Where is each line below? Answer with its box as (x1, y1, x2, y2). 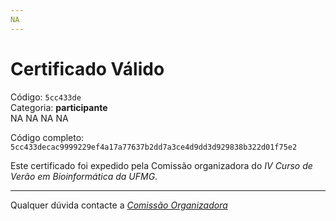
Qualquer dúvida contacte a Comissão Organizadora (10, 199, 228, 211)
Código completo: (10, 131, 85, 143)
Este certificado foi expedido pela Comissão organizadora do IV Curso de (10, 159, 313, 171)
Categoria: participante (10, 101, 108, 113)
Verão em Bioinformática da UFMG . (10, 170, 158, 182)
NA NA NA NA (10, 112, 69, 124)
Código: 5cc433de (10, 91, 82, 103)
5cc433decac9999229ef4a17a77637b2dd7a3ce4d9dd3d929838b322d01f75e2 (10, 142, 298, 152)
